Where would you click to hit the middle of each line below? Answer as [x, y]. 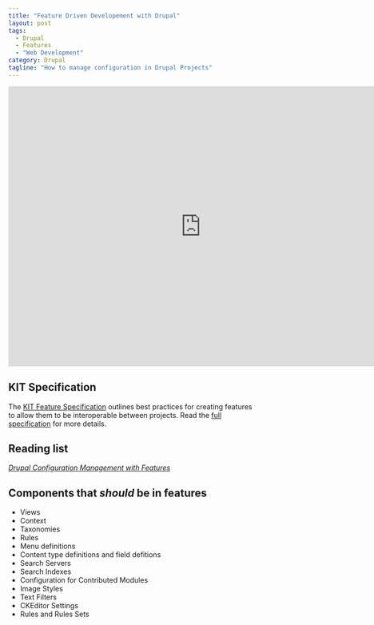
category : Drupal [37, 61]
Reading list [38, 448]
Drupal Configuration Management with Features [90, 468]
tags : [17, 30]
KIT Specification [52, 387]
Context [33, 521]
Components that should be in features [108, 493]
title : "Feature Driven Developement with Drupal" [94, 16]
